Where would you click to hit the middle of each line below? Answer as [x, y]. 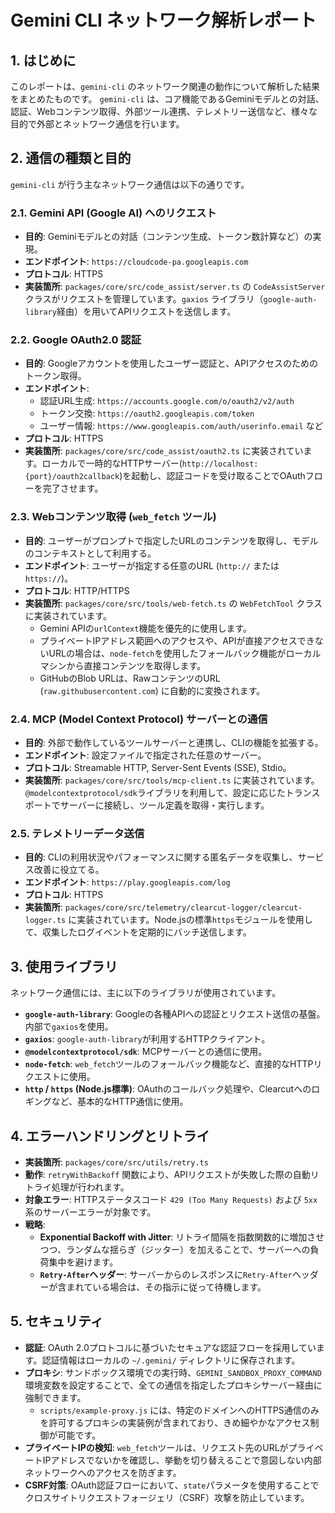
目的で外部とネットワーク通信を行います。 [97, 124]
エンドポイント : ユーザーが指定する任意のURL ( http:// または [152, 565]
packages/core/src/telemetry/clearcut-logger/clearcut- [183, 908]
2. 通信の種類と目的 [71, 158]
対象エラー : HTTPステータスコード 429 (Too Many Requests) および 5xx [171, 1199]
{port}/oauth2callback [72, 477]
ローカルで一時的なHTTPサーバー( [112, 463]
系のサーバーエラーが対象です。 [90, 1212]
